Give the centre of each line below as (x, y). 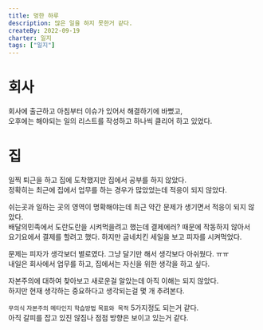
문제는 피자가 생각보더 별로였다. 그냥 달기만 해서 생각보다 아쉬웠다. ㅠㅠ (119, 254)
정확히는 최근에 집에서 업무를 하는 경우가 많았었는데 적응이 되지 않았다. (118, 190)
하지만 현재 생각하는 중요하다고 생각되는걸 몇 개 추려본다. (96, 291)
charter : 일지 (30, 38)
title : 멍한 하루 (34, 16)
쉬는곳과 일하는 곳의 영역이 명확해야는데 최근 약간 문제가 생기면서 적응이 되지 (128, 207)
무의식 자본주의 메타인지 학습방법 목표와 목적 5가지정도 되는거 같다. (104, 308)
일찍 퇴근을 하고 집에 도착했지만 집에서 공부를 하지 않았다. (98, 180)
